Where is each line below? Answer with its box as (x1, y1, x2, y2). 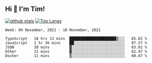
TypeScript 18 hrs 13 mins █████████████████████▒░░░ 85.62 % (5, 36, 148, 41)
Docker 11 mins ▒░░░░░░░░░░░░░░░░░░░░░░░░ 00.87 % (5, 53, 148, 58)
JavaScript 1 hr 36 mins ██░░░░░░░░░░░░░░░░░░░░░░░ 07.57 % (5, 40, 148, 45)
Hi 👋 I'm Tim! (5, 5, 46, 13)
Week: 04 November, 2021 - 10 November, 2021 (5, 28, 101, 32)
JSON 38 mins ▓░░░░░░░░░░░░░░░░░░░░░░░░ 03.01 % (5, 45, 148, 50)
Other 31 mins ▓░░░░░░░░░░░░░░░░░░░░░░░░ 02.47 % (5, 49, 148, 54)
